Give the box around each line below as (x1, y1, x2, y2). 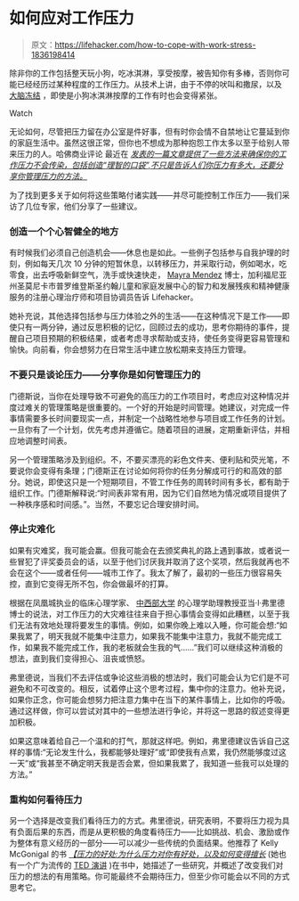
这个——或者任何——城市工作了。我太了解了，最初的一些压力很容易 (24, 567, 274, 577)
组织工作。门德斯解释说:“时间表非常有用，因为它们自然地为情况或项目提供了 (9, 487, 287, 498)
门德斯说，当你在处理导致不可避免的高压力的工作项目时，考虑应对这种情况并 (9, 390, 290, 401)
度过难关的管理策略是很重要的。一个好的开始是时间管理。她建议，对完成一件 (9, 402, 290, 413)
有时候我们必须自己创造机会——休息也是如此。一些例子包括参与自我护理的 (9, 247, 282, 258)
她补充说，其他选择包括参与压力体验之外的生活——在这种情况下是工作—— (9, 311, 282, 322)
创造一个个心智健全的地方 (9, 225, 119, 237)
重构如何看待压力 (9, 793, 83, 806)
